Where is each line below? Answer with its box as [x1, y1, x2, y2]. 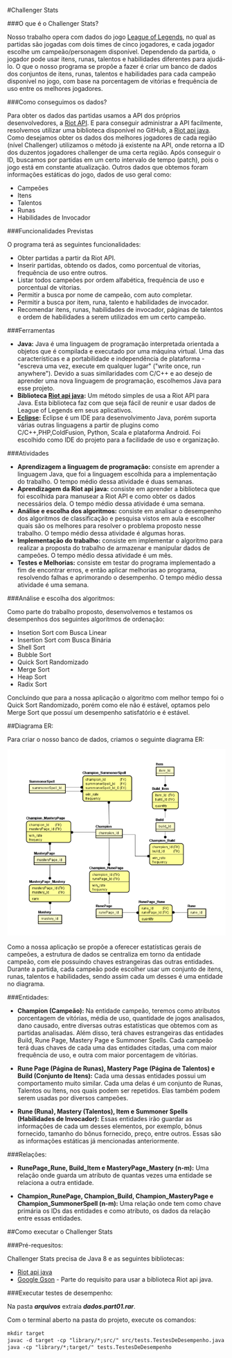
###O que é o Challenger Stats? [7, 19, 99, 27]
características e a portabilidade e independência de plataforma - [17, 354, 205, 363]
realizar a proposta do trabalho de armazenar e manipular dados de [17, 544, 211, 552]
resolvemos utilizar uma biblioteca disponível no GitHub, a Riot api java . [7, 126, 211, 134]
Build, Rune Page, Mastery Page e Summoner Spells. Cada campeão [17, 1036, 213, 1045]
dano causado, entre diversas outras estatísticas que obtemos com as [17, 1021, 218, 1030]
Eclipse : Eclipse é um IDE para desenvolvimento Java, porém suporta [17, 413, 217, 422]
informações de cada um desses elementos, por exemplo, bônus [17, 1122, 203, 1131]
